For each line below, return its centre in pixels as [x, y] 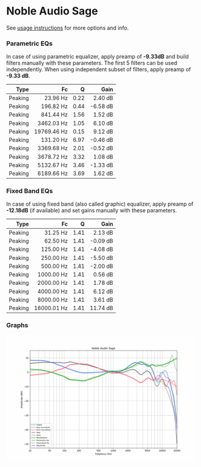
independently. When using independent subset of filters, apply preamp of [99, 69]
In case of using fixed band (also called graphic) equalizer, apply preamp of [100, 204]
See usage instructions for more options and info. [68, 28]
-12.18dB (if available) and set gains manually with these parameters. [92, 211]
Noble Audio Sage [52, 11]
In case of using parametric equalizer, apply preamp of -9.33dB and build [97, 57]
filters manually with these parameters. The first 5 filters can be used [92, 63]
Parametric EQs [29, 43]
